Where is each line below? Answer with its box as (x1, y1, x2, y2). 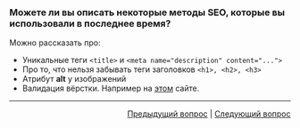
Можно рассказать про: (9, 37, 101, 48)
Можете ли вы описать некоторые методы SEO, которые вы (9, 6, 286, 19)
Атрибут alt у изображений (21, 74, 127, 84)
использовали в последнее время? (9, 17, 171, 29)
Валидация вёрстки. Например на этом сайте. (21, 83, 200, 94)
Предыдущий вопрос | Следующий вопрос (127, 108, 291, 119)
